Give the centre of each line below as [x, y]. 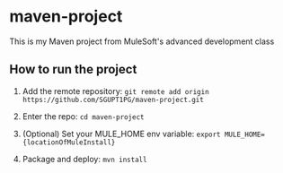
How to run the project [73, 69]
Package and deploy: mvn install [84, 159]
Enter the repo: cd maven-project [83, 116]
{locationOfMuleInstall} [69, 142]
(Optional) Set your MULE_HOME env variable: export [122, 134]
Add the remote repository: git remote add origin [115, 91]
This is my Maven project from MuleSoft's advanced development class [142, 41]
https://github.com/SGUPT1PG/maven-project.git [113, 99]
